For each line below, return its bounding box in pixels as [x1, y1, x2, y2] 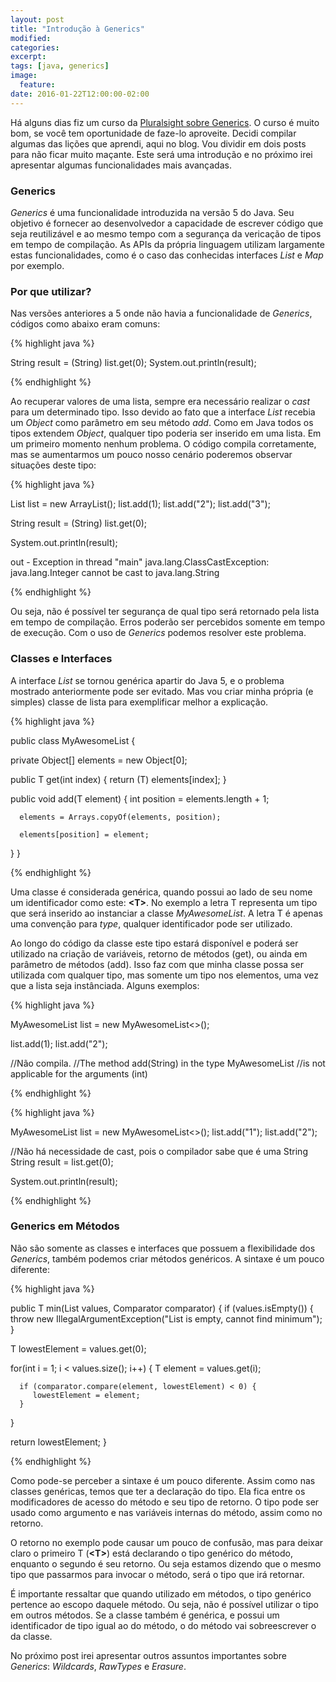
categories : [10, 42, 60, 53]
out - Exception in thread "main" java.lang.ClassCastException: [10, 556, 270, 568]
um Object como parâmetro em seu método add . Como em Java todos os [10, 417, 314, 429]
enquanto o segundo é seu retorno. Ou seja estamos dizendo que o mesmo [10, 1557, 322, 1570]
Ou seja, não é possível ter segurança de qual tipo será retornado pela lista [10, 606, 320, 618]
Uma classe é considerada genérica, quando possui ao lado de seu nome [10, 886, 313, 898]
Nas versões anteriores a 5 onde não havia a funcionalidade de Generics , [10, 307, 313, 320]
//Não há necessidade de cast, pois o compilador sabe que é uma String [10, 1145, 308, 1157]
